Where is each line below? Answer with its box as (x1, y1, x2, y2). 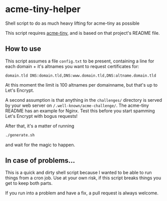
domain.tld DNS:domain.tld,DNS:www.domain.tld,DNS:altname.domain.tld (5, 73, 156, 78)
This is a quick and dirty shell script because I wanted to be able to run (5, 170, 152, 176)
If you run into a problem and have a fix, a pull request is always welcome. (5, 190, 159, 196)
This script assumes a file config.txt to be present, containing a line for (5, 58, 154, 64)
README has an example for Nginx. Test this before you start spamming (5, 107, 155, 114)
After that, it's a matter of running (5, 122, 74, 129)
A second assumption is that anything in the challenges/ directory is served (5, 97, 162, 103)
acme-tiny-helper (5, 4, 81, 15)
